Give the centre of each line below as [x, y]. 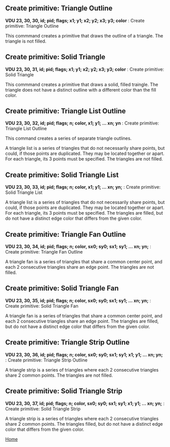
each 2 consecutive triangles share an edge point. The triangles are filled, [82, 321]
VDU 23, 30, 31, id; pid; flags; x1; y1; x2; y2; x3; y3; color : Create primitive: [85, 69]
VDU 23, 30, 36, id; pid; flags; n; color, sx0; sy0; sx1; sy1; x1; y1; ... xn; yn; [84, 354]
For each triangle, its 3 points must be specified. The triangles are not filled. [84, 159]
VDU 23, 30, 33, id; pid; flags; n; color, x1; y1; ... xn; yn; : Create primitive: [83, 187]
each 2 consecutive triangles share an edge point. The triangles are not [80, 267]
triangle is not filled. [26, 41]
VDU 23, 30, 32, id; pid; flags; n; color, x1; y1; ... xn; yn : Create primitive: [82, 123]
